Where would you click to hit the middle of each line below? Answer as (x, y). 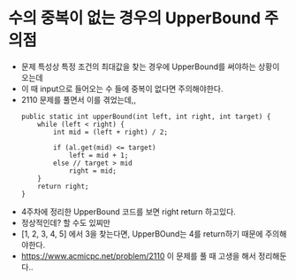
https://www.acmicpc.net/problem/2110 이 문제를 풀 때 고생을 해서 (139, 256)
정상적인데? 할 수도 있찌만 (66, 222)
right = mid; (92, 171)
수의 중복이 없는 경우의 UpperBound (135, 18)
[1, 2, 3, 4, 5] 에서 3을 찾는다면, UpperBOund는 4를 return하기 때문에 (142, 233)
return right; (63, 186)
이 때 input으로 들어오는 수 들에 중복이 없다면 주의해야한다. (122, 89)
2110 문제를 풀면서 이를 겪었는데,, (78, 99)
